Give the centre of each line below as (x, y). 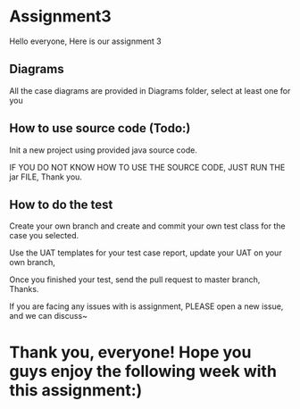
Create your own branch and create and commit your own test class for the (147, 226)
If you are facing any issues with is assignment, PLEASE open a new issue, (146, 306)
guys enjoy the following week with (143, 371)
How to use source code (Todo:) (100, 128)
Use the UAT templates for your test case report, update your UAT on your (146, 253)
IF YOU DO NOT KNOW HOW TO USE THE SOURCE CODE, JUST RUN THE (147, 167)
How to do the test (61, 204)
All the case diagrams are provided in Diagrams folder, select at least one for (150, 90)
